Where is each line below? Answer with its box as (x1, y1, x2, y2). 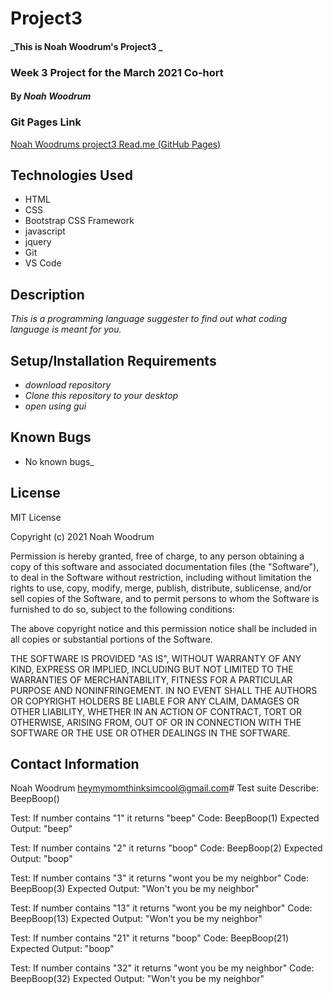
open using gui (24, 400, 87, 412)
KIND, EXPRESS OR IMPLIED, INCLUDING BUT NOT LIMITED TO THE (10, 663, 294, 675)
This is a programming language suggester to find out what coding (10, 313, 288, 325)
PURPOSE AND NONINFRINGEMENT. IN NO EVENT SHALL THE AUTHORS (10, 684, 318, 696)
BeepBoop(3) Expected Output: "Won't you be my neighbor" (10, 883, 260, 895)
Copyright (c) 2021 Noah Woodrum (10, 530, 155, 542)
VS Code (24, 257, 62, 269)
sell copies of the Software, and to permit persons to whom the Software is (10, 592, 320, 604)
